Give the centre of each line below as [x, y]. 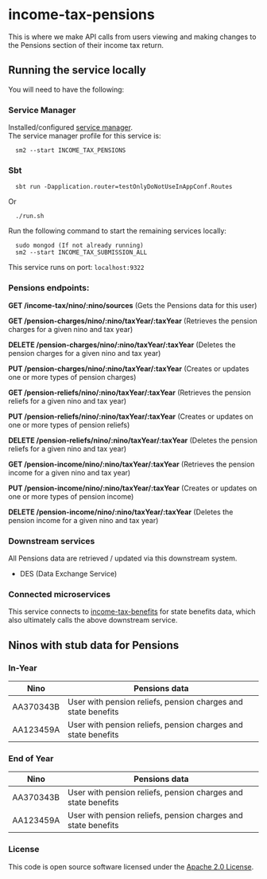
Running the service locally [77, 70]
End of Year [31, 758]
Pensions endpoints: [49, 288]
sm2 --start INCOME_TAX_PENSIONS [71, 150]
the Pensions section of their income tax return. [86, 45]
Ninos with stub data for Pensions [94, 645]
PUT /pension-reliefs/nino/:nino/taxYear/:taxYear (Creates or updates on [131, 416]
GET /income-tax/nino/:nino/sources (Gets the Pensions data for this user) [133, 305]
